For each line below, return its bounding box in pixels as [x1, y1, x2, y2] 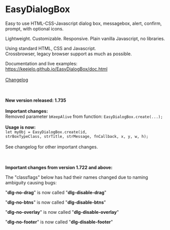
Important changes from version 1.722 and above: [5, 164, 113, 170]
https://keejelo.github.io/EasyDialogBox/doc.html [5, 66, 108, 72]
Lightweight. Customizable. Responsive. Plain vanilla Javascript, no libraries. [5, 35, 165, 42]
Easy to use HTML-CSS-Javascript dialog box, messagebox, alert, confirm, [5, 20, 162, 26]
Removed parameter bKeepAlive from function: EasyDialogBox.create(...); [5, 113, 163, 120]
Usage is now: [5, 124, 36, 130]
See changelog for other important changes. [5, 143, 98, 150]
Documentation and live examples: [5, 60, 78, 66]
